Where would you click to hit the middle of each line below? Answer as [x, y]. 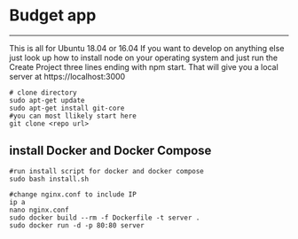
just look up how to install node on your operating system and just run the [143, 58]
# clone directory [43, 93]
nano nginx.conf [39, 210]
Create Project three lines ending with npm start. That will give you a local [144, 66]
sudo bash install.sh [49, 179]
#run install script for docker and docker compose [106, 171]
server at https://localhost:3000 [67, 76]
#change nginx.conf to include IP [73, 194]
